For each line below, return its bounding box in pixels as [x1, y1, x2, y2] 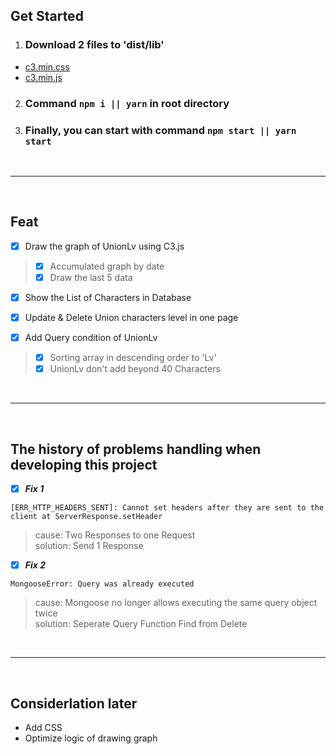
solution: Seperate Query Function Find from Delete [34, 618, 248, 630]
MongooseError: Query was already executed [10, 579, 195, 589]
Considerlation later [10, 695, 138, 712]
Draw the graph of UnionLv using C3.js [24, 240, 185, 252]
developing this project [10, 456, 158, 473]
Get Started [10, 8, 84, 25]
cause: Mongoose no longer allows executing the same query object [34, 597, 318, 609]
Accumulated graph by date [49, 260, 165, 272]
